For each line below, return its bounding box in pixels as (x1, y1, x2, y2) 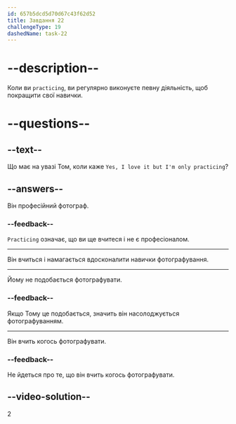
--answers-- (7, 182, 63, 194)
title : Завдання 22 (7, 17, 65, 24)
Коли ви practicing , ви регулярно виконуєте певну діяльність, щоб (7, 84, 209, 92)
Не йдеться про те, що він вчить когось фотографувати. (7, 370, 175, 379)
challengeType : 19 (7, 23, 61, 30)
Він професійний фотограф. (7, 201, 89, 210)
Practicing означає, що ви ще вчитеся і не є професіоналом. (7, 235, 190, 244)
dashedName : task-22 (7, 30, 68, 37)
